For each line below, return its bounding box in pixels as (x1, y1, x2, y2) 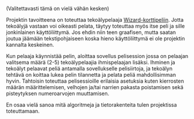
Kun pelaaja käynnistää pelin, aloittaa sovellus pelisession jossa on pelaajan (6, 53, 189, 59)
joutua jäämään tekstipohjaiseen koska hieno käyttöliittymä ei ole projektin (6, 35, 185, 42)
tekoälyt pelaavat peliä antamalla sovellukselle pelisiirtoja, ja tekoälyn (6, 65, 173, 72)
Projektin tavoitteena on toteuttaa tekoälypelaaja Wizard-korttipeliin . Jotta (6, 16, 184, 23)
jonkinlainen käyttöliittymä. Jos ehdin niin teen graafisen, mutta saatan (6, 29, 176, 36)
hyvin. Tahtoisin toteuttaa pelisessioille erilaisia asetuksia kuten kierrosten (6, 77, 185, 84)
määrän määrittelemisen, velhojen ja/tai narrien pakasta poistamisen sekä (6, 84, 183, 90)
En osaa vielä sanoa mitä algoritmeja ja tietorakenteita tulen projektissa (6, 101, 177, 108)
